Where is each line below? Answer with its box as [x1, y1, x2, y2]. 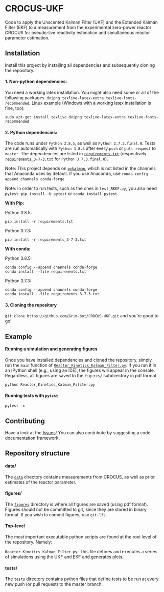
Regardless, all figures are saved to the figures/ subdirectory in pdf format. [5, 372, 158, 378]
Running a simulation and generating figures [5, 346, 98, 352]
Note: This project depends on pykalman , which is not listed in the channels [5, 166, 156, 171]
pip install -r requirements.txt [5, 219, 73, 224]
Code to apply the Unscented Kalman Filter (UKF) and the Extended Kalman [5, 19, 158, 25]
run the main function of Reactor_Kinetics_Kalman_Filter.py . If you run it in [5, 362, 157, 368]
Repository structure [5, 449, 70, 457]
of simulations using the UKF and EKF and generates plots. [5, 554, 124, 560]
